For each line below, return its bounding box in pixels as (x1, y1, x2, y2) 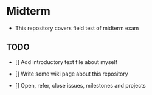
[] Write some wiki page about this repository (15, 70, 129, 77)
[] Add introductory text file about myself (15, 58, 117, 65)
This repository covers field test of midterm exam (15, 24, 139, 32)
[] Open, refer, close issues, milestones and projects (15, 82, 146, 89)
